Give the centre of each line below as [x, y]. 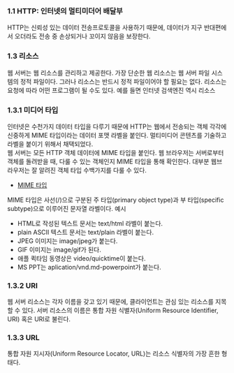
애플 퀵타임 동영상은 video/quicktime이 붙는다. [81, 258]
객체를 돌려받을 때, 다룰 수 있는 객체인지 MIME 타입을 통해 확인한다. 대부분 [108, 161]
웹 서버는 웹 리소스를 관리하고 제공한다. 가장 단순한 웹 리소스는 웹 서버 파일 [109, 73]
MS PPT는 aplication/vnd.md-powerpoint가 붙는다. [89, 267]
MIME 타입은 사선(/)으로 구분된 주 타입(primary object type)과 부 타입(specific [116, 200]
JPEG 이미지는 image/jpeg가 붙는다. [67, 241]
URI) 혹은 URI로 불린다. [39, 319]
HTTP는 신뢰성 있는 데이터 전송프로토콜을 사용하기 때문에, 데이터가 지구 [105, 28]
